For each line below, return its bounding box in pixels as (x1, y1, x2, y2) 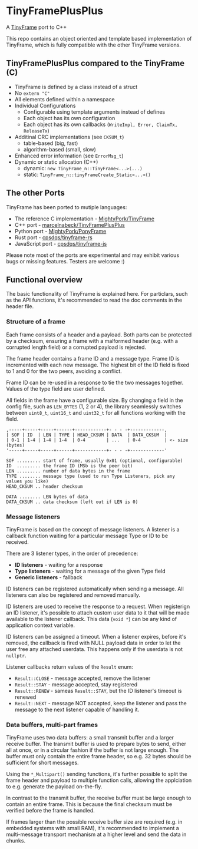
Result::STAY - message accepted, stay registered (14, 680, 137, 688)
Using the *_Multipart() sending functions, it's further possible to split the (6, 771, 187, 778)
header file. (6, 303, 34, 310)
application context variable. (6, 622, 75, 629)
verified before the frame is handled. (6, 807, 95, 814)
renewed (14, 693, 37, 701)
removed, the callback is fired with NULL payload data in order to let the (6, 639, 181, 646)
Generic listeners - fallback (14, 573, 82, 581)
